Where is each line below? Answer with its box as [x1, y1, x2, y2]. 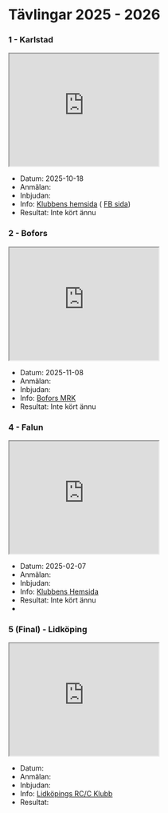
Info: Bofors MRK [19, 393, 76, 402]
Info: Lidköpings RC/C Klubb [19, 789, 113, 799]
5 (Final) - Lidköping [8, 624, 88, 635]
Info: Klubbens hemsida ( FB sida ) [19, 199, 131, 209]
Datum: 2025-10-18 [19, 174, 84, 183]
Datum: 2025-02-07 [19, 562, 86, 571]
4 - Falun [8, 422, 44, 433]
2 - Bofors [8, 228, 48, 239]
